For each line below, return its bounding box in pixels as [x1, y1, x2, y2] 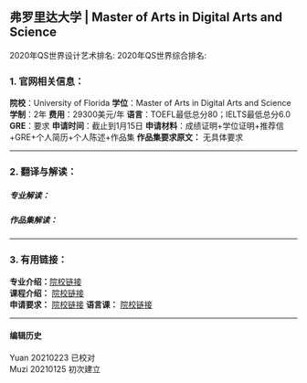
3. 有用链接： [9, 253, 68, 266]
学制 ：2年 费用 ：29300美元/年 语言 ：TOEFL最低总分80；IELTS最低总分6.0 [9, 109, 291, 120]
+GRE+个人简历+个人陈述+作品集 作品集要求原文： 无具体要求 [9, 132, 244, 143]
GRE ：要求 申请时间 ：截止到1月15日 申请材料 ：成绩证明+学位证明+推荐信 [9, 121, 285, 132]
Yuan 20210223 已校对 [9, 352, 96, 363]
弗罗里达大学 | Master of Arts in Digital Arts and [9, 9, 283, 26]
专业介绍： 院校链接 [9, 276, 82, 287]
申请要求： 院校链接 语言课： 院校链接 [9, 299, 153, 310]
